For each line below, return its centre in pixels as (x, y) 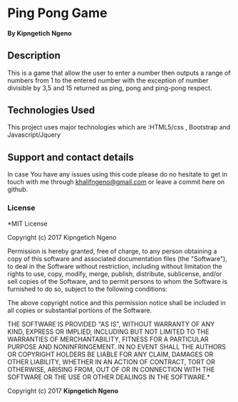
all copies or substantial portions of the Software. (79, 310)
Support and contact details (71, 157)
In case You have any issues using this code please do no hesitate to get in (118, 174)
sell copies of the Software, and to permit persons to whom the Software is (118, 281)
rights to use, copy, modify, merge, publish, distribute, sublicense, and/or (115, 274)
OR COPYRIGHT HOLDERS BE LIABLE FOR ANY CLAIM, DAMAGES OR (110, 354)
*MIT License (27, 223)
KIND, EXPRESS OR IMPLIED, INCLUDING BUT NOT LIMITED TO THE (108, 332)
